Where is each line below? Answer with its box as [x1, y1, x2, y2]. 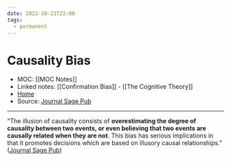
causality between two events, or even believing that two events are [7, 125, 206, 133]
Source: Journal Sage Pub [16, 97, 91, 105]
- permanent [13, 23, 48, 30]
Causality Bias [7, 52, 91, 68]
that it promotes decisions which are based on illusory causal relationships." [7, 139, 223, 147]
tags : [7, 17, 23, 23]
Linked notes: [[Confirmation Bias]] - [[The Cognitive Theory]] [16, 83, 193, 91]
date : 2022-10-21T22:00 [7, 10, 76, 17]
